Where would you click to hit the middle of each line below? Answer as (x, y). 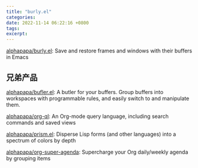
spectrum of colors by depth (41, 140)
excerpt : (17, 34)
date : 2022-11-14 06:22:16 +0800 (48, 23)
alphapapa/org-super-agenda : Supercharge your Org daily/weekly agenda (97, 152)
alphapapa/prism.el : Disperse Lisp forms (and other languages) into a (91, 134)
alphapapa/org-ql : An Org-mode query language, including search (87, 116)
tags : (13, 28)
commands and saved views (41, 122)
